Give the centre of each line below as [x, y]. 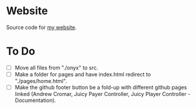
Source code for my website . [42, 27]
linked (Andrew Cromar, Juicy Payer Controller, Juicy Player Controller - [102, 94]
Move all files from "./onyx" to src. [56, 68]
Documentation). [35, 100]
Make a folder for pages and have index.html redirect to [83, 74]
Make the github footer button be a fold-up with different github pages [101, 87]
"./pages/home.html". [41, 81]
